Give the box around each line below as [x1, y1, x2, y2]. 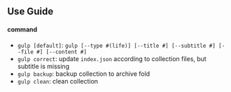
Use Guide [7, 6, 54, 18]
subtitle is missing [17, 62, 70, 70]
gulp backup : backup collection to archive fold [17, 70, 150, 78]
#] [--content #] [36, 48, 87, 55]
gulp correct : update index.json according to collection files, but [17, 54, 206, 63]
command [7, 25, 38, 34]
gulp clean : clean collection [17, 77, 99, 85]
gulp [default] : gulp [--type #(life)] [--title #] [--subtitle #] [17, 41, 216, 49]
